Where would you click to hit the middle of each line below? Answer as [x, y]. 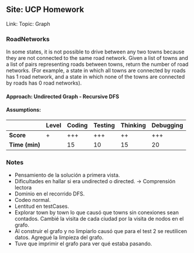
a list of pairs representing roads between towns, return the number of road [97, 65]
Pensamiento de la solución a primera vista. [67, 175]
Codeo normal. [33, 200]
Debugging [167, 125]
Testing [104, 125]
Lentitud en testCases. [42, 206]
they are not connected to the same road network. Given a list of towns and [97, 58]
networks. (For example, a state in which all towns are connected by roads [96, 70]
